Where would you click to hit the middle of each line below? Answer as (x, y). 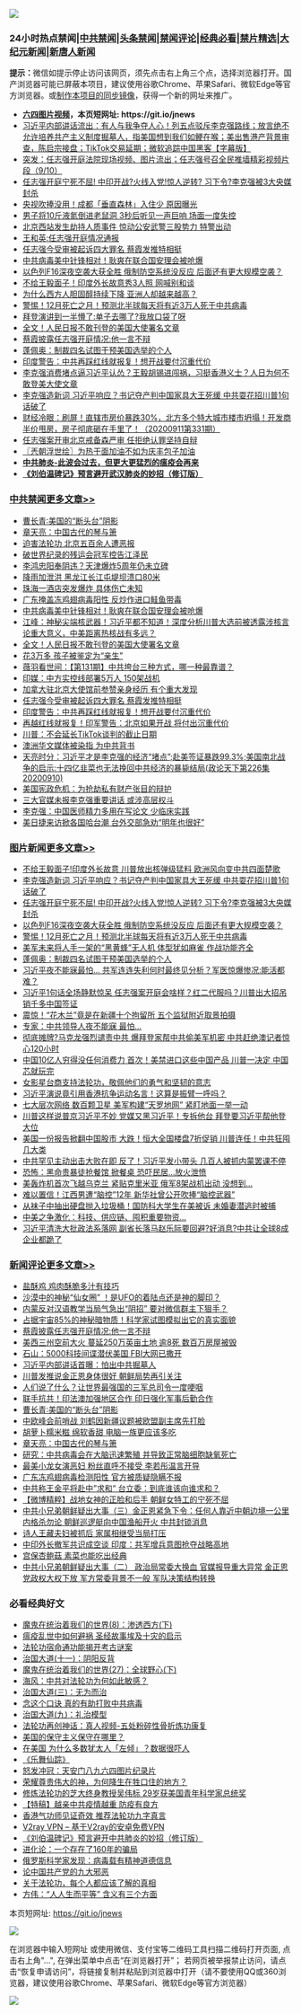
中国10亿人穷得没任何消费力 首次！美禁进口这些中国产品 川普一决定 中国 (155, 1059)
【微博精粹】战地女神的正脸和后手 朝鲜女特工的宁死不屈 (125, 1499)
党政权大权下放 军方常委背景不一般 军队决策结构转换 (119, 1578)
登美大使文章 (54, 384)
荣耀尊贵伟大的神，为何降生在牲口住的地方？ (105, 1782)
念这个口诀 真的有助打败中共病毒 (82, 1703)
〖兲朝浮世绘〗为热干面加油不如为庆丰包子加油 (108, 451)
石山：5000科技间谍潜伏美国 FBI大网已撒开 (102, 1354)
